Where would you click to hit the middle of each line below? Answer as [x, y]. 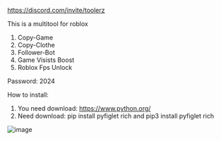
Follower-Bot [36, 53]
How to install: [28, 95]
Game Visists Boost [46, 60]
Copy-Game [35, 37]
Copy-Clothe [36, 45]
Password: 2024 [31, 81]
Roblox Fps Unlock [45, 67]
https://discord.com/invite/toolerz [56, 10]
